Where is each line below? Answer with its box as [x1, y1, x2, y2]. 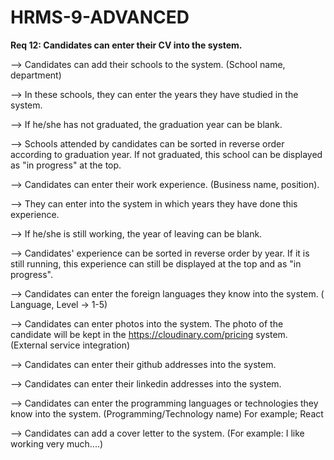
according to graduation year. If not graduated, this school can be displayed [10, 148, 323, 160]
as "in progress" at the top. [10, 159, 122, 171]
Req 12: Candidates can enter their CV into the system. [10, 39, 243, 51]
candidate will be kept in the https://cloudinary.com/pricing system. [10, 328, 288, 340]
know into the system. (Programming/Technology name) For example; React [10, 407, 324, 420]
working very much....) [10, 437, 104, 450]
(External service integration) [10, 339, 131, 351]
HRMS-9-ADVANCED [10, 6, 190, 29]
